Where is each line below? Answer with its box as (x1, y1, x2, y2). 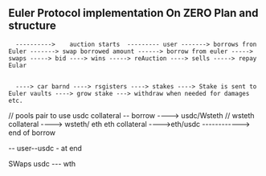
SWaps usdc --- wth (8, 158, 76, 168)
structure (8, 19, 56, 33)
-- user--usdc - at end (8, 143, 83, 153)
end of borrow (8, 128, 56, 137)
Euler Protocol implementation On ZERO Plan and (8, 6, 259, 20)
